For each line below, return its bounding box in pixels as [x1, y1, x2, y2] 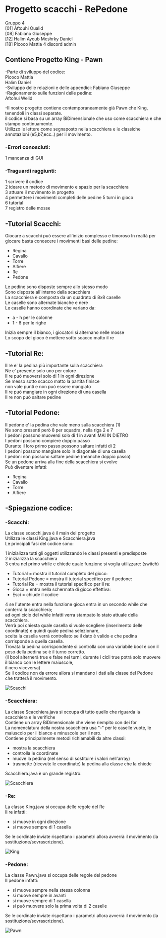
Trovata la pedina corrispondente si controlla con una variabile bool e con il [5, 643, 159, 650]
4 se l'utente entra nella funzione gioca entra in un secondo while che [5, 601, 148, 608]
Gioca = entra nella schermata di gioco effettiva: [12, 586, 111, 593]
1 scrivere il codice [5, 179, 43, 185]
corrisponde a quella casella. [5, 638, 64, 644]
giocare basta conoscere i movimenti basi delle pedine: [5, 238, 118, 244]
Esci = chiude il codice [12, 592, 58, 598]
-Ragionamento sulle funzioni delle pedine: [5, 90, 93, 96]
